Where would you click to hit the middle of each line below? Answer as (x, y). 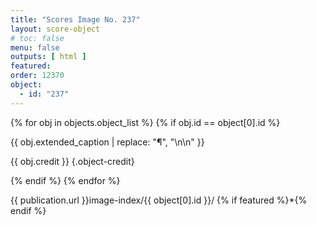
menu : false (35, 47)
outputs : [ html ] (48, 57)
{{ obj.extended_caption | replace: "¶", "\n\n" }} (107, 142)
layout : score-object (55, 29)
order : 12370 (37, 76)
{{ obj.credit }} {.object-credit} (72, 161)
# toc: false (37, 38)
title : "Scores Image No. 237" (75, 19)
